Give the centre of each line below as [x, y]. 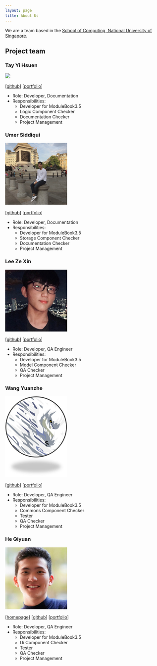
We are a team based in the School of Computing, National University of [78, 30]
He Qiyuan [18, 539]
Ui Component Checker [44, 642]
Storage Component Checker [50, 238]
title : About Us [22, 16]
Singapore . [16, 36]
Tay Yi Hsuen [22, 65]
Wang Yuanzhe [24, 388]
